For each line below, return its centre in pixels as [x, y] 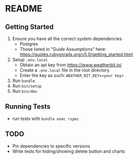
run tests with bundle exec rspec [46, 119]
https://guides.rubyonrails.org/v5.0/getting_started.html [76, 54]
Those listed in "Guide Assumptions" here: [63, 49]
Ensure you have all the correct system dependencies [67, 39]
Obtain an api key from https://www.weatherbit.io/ [71, 65]
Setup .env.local [30, 60]
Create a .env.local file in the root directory [65, 70]
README [24, 9]
